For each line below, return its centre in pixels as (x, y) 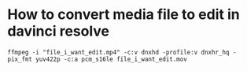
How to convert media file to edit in (124, 15)
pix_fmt (20, 59)
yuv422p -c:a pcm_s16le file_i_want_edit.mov (112, 59)
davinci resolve (59, 31)
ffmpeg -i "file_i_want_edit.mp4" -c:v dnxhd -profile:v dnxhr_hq (118, 52)
